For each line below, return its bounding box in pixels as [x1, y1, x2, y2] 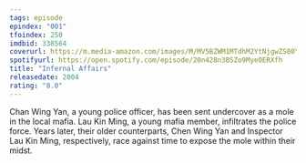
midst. [9, 145, 34, 156]
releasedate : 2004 [9, 73, 79, 82]
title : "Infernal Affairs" [9, 65, 112, 74]
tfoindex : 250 [9, 30, 64, 39]
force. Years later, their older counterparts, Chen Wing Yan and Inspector [9, 125, 284, 137]
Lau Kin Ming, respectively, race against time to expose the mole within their [9, 135, 296, 146]
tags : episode [9, 13, 64, 23]
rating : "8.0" [9, 81, 64, 90]
